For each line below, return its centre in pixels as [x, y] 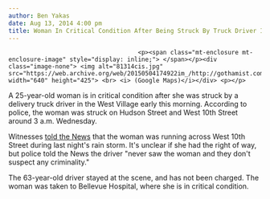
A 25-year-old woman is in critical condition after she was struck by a [123, 95]
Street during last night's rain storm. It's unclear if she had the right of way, [133, 145]
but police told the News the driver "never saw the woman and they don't [129, 154]
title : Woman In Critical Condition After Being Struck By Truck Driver [133, 30]
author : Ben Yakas [39, 16]
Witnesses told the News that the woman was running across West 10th [127, 136]
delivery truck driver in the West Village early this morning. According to [128, 104]
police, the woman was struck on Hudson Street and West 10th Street [123, 112]
